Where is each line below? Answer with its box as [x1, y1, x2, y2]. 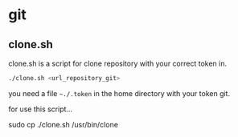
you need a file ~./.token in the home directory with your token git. [8, 88, 231, 98]
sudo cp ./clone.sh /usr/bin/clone [8, 119, 119, 129]
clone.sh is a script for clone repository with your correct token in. [8, 58, 228, 68]
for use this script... [8, 104, 73, 114]
